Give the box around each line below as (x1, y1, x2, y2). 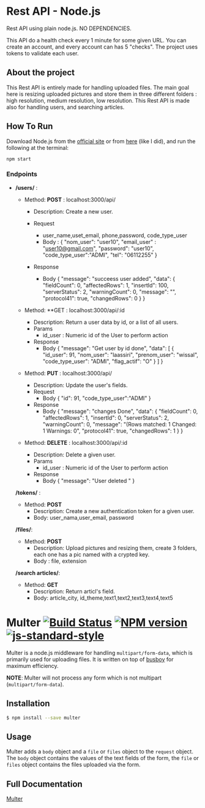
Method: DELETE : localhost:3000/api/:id (24, 439, 127, 446)
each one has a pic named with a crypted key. (33, 551, 150, 558)
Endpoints (6, 170, 38, 179)
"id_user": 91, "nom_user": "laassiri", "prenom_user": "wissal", (42, 351, 199, 358)
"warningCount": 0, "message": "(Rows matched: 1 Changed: (42, 420, 197, 428)
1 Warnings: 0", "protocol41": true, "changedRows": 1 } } (42, 427, 184, 434)
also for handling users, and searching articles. (6, 103, 125, 111)
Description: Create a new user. (33, 208, 113, 215)
